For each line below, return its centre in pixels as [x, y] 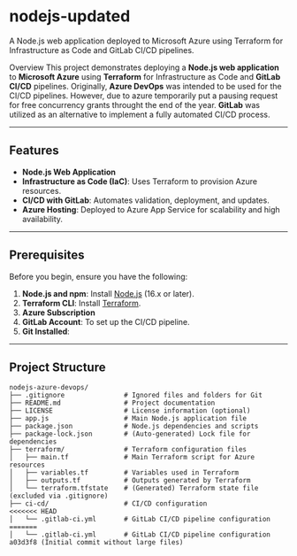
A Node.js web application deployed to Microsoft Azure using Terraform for [146, 41]
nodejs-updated [70, 16]
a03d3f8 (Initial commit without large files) [96, 543]
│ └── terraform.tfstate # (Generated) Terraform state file [134, 489]
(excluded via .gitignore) [59, 496]
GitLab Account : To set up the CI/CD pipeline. [106, 321]
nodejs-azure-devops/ [49, 388]
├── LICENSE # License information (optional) [130, 411]
